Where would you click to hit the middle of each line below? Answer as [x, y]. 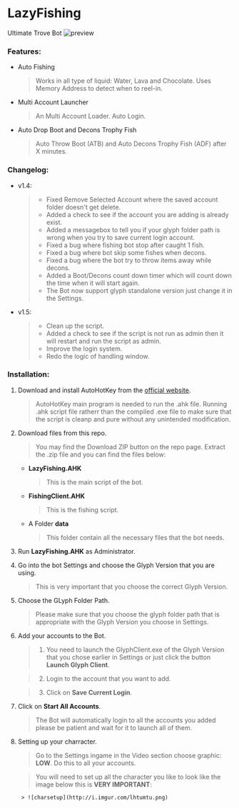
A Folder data [49, 524]
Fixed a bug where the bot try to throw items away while [129, 260]
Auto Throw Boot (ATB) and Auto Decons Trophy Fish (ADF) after [131, 144]
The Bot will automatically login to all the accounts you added [126, 720]
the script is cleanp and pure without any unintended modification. [133, 419]
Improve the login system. [84, 349]
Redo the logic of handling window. [98, 356]
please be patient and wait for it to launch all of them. [114, 727]
